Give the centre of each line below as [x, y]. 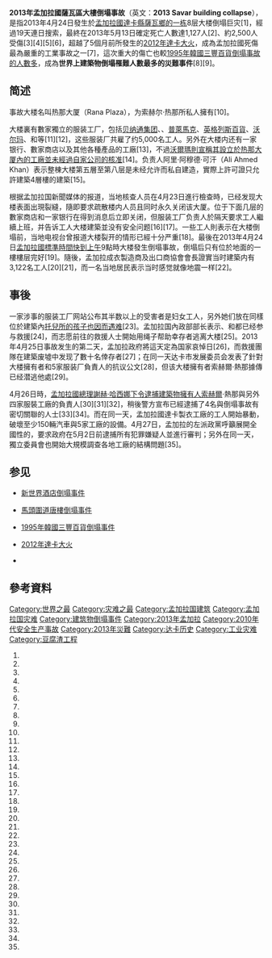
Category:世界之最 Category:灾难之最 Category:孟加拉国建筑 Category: [128, 609]
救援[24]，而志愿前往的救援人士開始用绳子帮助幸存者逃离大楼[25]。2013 [137, 336]
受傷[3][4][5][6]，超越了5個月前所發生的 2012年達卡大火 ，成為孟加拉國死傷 [134, 43]
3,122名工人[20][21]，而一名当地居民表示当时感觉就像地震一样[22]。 [123, 267]
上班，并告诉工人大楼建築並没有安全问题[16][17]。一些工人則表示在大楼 [134, 227]
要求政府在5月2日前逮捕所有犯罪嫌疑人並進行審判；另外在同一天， [147, 434]
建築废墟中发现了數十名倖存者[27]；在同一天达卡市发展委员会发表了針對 [143, 356]
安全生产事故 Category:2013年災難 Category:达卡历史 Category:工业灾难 [136, 630]
